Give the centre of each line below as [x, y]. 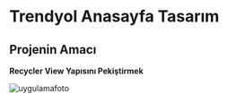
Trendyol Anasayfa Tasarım [114, 17]
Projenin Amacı [53, 50]
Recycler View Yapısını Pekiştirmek [76, 71]
